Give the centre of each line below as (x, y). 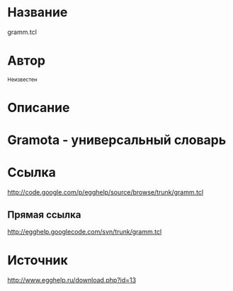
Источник (38, 260)
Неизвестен (22, 79)
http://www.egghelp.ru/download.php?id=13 (72, 280)
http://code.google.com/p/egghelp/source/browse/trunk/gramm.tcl (106, 192)
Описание (39, 108)
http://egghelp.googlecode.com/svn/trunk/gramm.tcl (85, 232)
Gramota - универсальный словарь (117, 140)
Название (38, 12)
